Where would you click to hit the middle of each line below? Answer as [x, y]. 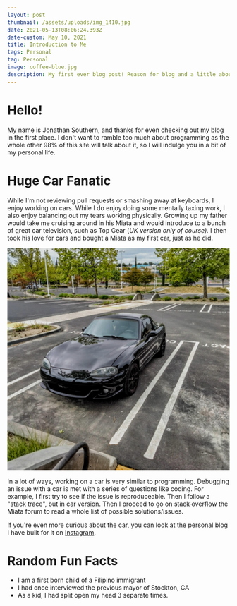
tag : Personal [28, 60]
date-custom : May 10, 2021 [47, 37]
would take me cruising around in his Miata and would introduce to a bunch [116, 223]
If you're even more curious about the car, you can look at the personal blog [117, 525]
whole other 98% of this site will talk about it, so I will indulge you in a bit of [117, 145]
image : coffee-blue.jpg [42, 67]
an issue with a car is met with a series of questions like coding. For [105, 489]
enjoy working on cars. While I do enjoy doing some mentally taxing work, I [116, 207]
